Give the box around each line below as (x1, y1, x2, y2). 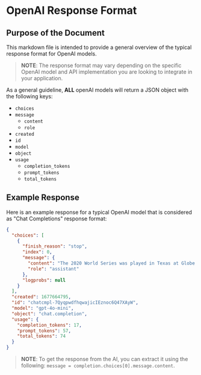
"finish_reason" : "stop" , (22, 243, 87, 249)
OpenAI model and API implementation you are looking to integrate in (20, 68, 193, 75)
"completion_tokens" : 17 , (17, 322, 82, 328)
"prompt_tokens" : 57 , (17, 327, 71, 334)
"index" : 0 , (22, 249, 52, 255)
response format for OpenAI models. (6, 50, 97, 57)
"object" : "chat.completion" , (11, 310, 87, 317)
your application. (20, 75, 63, 82)
